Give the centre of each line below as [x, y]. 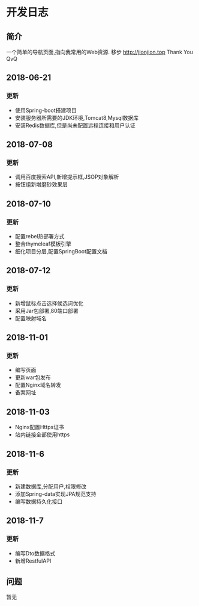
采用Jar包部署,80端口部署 [47, 311]
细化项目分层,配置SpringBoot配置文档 [61, 252]
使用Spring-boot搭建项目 [46, 110]
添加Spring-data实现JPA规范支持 [55, 493]
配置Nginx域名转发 [38, 385]
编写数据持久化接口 [39, 501]
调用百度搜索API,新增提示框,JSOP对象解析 [67, 177]
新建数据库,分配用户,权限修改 [51, 486]
